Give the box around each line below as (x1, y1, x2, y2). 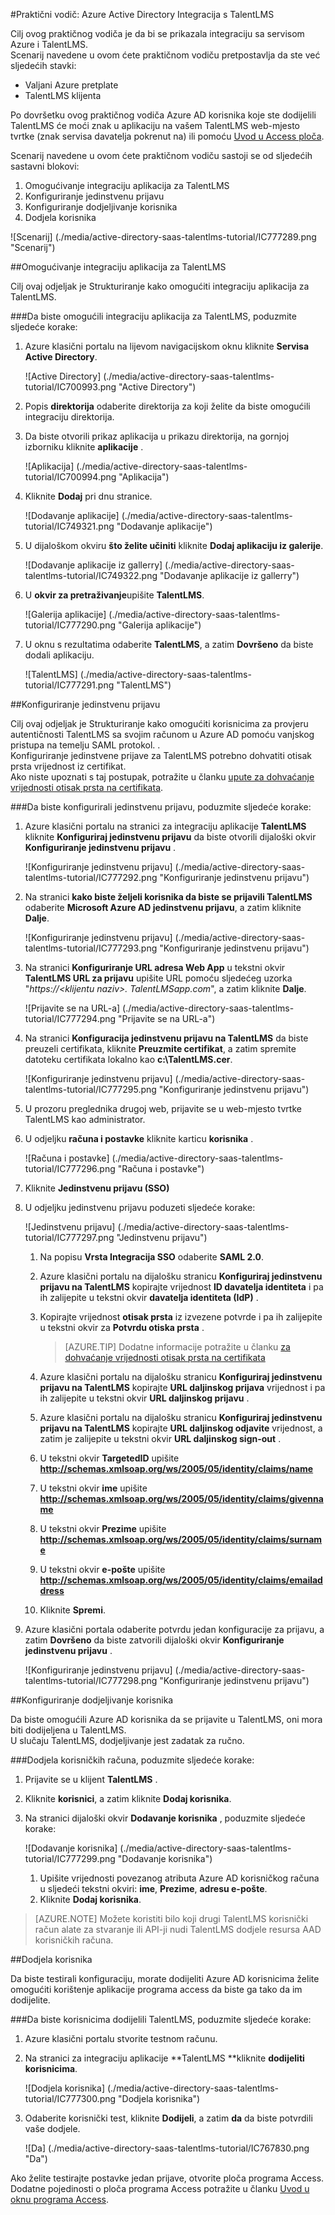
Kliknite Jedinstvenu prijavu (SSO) (24, 1182, 170, 1194)
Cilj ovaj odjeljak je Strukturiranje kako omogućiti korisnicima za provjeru (10, 718, 309, 729)
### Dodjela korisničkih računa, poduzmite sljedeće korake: (10, 1754, 255, 1766)
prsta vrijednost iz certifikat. (10, 760, 127, 772)
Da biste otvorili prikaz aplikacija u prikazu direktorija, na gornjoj (24, 430, 290, 442)
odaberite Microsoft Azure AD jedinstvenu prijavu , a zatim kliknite (24, 902, 302, 913)
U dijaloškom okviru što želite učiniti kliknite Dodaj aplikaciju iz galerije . (24, 540, 324, 551)
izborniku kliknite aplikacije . (24, 441, 144, 453)
